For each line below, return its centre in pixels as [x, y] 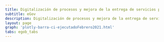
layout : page [18, 23]
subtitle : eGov [20, 14]
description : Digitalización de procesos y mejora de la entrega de [76, 18]
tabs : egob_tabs [21, 32]
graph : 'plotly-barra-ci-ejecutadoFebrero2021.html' [60, 28]
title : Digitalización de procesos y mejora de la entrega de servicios [81, 9]
